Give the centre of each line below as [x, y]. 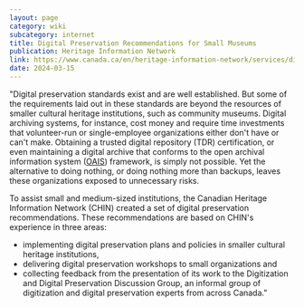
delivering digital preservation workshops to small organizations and [150, 264]
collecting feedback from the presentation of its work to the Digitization [155, 273]
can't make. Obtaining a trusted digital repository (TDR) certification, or [142, 142]
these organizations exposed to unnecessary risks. [104, 180]
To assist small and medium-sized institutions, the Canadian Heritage [138, 198]
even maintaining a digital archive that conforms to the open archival [137, 151]
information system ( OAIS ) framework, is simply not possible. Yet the [138, 161]
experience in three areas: [58, 226]
